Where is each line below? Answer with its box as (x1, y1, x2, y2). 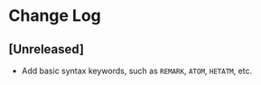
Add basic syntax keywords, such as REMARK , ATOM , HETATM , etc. (21, 65, 253, 76)
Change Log (8, 5, 101, 26)
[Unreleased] (8, 42, 85, 57)
